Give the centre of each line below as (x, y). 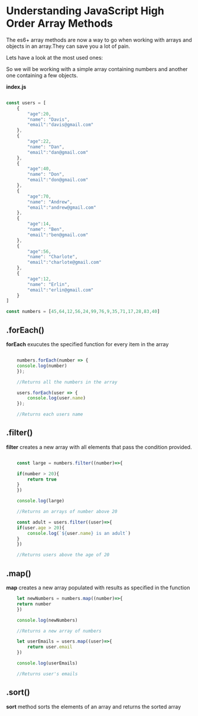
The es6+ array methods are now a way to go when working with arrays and (99, 40)
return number (34, 604)
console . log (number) (42, 366)
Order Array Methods (60, 23)
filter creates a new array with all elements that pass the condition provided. (99, 447)
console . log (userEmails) (47, 663)
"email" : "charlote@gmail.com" (64, 262)
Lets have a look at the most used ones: (55, 57)
